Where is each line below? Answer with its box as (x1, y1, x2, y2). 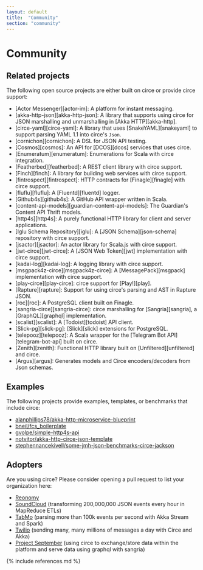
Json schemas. (15, 364, 53, 371)
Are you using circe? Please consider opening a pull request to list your (6, 476, 184, 483)
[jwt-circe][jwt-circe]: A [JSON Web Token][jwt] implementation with (15, 247, 188, 255)
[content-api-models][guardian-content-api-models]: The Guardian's (15, 202, 188, 209)
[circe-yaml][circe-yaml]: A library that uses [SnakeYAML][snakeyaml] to (15, 124, 198, 132)
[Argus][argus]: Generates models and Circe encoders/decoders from (15, 357, 191, 365)
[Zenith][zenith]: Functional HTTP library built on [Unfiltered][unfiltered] (15, 345, 194, 352)
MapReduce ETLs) (15, 507, 62, 514)
